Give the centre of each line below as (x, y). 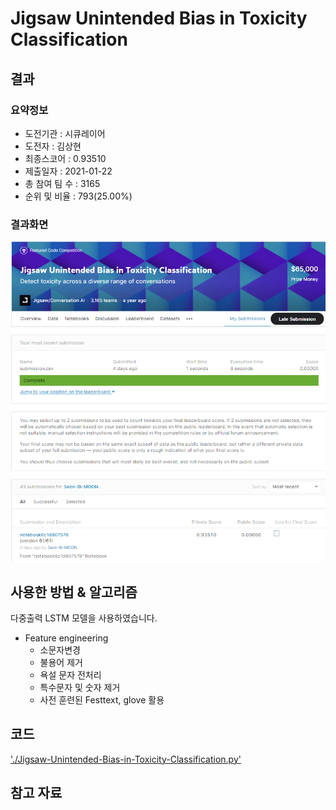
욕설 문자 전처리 (70, 674)
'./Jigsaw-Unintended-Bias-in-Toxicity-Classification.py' (126, 759)
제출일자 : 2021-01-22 (68, 171)
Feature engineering (66, 638)
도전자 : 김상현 (53, 146)
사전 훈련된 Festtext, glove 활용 (102, 699)
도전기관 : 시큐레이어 (65, 133)
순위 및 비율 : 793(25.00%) (78, 196)
